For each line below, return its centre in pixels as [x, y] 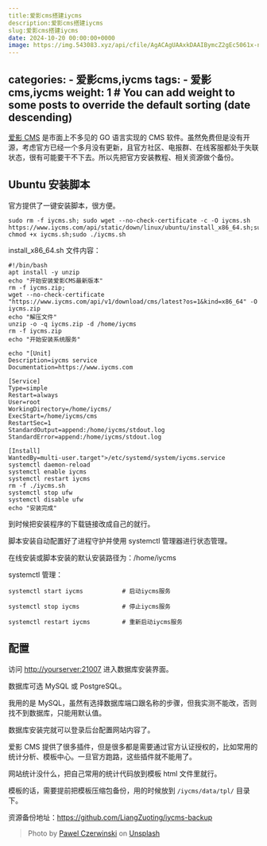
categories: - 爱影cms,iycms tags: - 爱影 [110, 79]
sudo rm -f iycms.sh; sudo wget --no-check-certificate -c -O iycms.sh [129, 220]
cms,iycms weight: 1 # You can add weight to [122, 92]
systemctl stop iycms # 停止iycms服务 [89, 606]
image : [19, 45]
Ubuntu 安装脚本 [49, 185]
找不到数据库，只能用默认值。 [57, 712]
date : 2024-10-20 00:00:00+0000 [62, 38]
